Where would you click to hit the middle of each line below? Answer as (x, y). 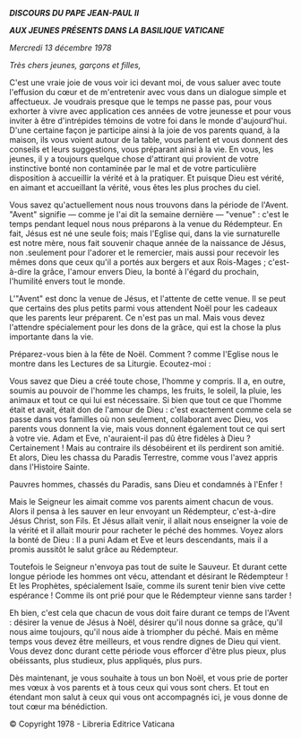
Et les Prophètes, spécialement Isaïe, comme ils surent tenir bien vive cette (147, 586)
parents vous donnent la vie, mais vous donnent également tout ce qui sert (147, 429)
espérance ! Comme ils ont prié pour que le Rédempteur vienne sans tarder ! (150, 595)
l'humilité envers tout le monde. (67, 281)
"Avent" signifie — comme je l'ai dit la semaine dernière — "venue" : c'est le (149, 214)
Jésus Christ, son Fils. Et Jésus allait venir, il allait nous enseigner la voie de (149, 521)
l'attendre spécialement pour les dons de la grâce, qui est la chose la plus (145, 327)
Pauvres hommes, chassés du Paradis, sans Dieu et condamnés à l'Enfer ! (146, 484)
